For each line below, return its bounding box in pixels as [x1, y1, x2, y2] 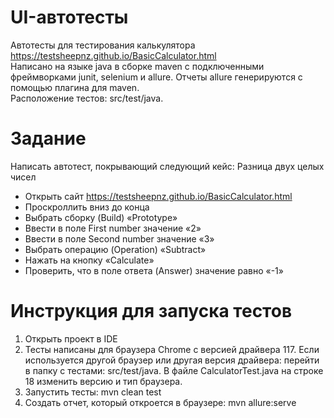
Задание [10, 127, 87, 150]
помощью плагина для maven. [10, 81, 140, 93]
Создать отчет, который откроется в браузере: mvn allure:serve [24, 396, 297, 408]
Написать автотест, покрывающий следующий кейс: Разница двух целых [10, 160, 325, 172]
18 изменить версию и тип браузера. [24, 375, 183, 387]
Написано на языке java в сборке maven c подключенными [10, 60, 265, 72]
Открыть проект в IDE [24, 332, 118, 345]
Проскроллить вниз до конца [24, 201, 150, 213]
